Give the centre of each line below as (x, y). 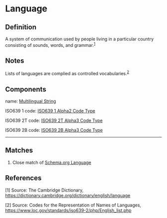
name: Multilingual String (31, 101)
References (23, 178)
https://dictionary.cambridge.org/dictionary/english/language (68, 195)
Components (26, 89)
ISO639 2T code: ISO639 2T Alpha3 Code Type (54, 120)
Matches (19, 151)
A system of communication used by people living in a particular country (80, 39)
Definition (21, 27)
